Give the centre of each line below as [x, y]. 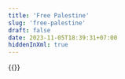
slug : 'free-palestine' [47, 23]
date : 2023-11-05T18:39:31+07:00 [63, 38]
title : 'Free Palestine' [49, 15]
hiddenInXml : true [38, 45]
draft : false [29, 30]
